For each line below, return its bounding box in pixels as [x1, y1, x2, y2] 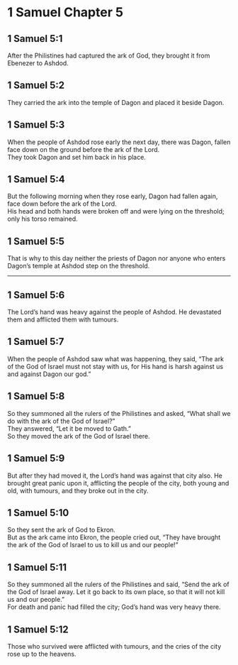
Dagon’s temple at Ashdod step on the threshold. [7, 262, 150, 270]
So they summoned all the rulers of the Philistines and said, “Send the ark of [7, 580, 230, 589]
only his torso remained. [7, 214, 78, 224]
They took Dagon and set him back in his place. [7, 153, 147, 161]
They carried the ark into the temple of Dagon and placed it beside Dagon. [7, 98, 225, 106]
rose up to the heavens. [7, 649, 76, 658]
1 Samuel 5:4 [7, 173, 65, 185]
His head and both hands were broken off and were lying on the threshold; [7, 207, 225, 216]
